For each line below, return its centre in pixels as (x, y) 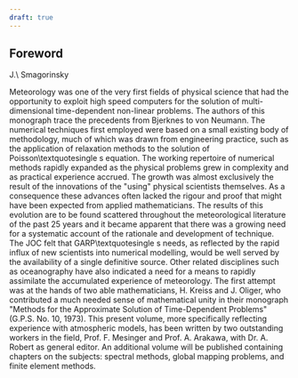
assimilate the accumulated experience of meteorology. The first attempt (142, 281)
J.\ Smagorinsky (39, 75)
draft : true (31, 17)
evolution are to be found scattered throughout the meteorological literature (148, 215)
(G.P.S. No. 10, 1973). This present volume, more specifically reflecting (138, 319)
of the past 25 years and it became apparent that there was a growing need (148, 224)
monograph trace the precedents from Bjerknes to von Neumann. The (137, 120)
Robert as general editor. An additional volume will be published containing (146, 347)
